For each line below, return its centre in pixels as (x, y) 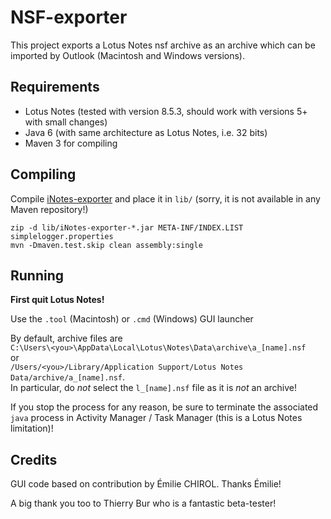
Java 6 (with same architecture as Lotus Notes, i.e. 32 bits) (146, 132)
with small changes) (66, 122)
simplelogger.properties (62, 236)
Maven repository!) (49, 209)
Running (37, 275)
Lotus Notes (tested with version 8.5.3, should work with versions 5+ (166, 111)
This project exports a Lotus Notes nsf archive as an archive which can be (163, 45)
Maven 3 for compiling (71, 143)
